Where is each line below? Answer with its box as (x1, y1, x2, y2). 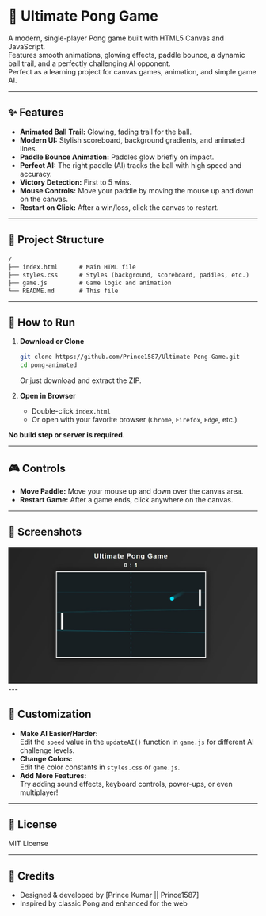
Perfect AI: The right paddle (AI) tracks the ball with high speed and (19, 160, 242, 170)
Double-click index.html (31, 406, 111, 416)
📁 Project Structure (8, 233, 104, 246)
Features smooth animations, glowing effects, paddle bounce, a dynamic (8, 50, 245, 59)
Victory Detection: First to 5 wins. (19, 177, 132, 187)
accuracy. (19, 169, 53, 178)
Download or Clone (19, 337, 85, 346)
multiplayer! (19, 788, 59, 797)
